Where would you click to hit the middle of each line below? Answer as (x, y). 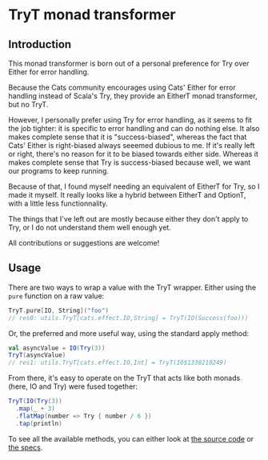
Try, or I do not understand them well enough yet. (90, 227)
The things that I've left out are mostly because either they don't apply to (128, 219)
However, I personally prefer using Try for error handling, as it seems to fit (130, 120)
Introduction (40, 44)
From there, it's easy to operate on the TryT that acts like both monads (124, 378)
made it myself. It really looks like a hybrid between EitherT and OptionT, (127, 195)
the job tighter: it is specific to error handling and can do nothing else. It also (134, 128)
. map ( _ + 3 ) (36, 409)
